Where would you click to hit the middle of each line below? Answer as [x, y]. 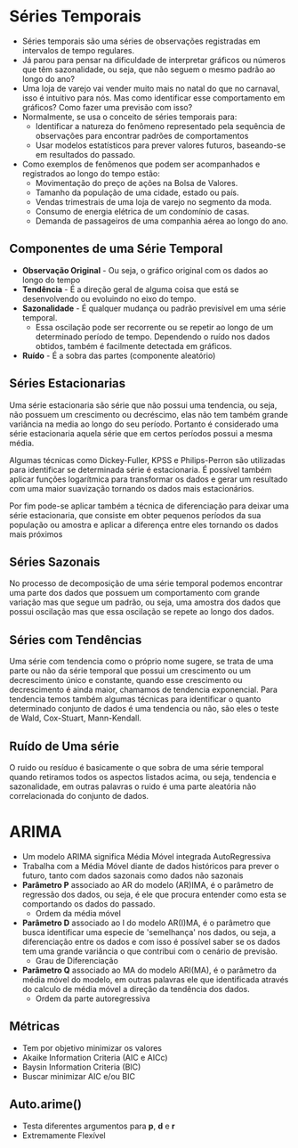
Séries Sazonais [55, 562]
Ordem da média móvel [78, 913]
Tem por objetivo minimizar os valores [92, 1047]
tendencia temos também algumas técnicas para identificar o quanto [135, 699]
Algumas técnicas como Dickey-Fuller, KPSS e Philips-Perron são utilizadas [148, 460]
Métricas [35, 1026]
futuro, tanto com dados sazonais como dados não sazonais [133, 875]
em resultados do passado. [85, 154]
